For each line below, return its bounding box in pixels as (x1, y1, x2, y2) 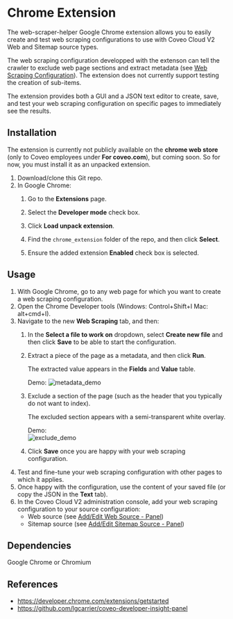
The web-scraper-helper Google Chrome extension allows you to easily (7, 28, 212, 36)
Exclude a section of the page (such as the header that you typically (27, 391, 223, 400)
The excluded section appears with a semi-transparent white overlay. (27, 412, 226, 421)
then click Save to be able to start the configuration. (27, 338, 177, 346)
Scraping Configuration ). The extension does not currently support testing (7, 71, 220, 79)
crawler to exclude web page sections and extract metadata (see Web (7, 63, 208, 72)
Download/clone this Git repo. (17, 173, 103, 182)
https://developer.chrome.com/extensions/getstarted (17, 597, 169, 605)
